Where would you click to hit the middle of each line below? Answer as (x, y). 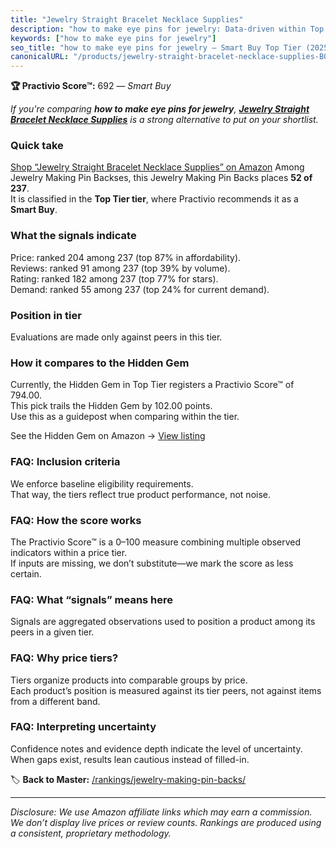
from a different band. (55, 701)
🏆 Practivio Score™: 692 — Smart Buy (91, 86)
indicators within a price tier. (69, 552)
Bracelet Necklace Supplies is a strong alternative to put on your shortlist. (164, 120)
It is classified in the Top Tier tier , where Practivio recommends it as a (154, 199)
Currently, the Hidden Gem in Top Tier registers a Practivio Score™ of (152, 385)
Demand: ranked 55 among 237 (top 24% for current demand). (140, 289)
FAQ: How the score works (76, 520)
